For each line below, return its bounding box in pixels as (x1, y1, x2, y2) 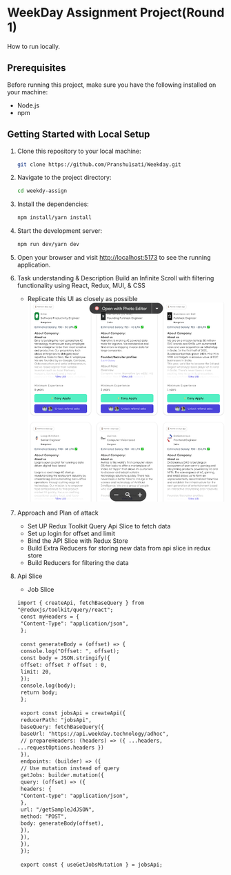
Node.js (17, 101, 40, 110)
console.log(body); (20, 682, 77, 690)
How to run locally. (7, 42, 61, 50)
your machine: (7, 87, 48, 96)
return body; (20, 689, 58, 697)
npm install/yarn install (17, 214, 92, 221)
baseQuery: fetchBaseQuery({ (20, 723, 105, 731)
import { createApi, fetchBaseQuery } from (17, 599, 145, 607)
